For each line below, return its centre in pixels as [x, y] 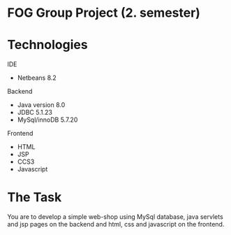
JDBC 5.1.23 [35, 113]
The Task [35, 198]
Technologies [48, 45]
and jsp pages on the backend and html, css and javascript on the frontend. [116, 225]
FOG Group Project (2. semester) [104, 13]
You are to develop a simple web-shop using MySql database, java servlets [115, 217]
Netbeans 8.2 [37, 78]
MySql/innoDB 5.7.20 [47, 120]
